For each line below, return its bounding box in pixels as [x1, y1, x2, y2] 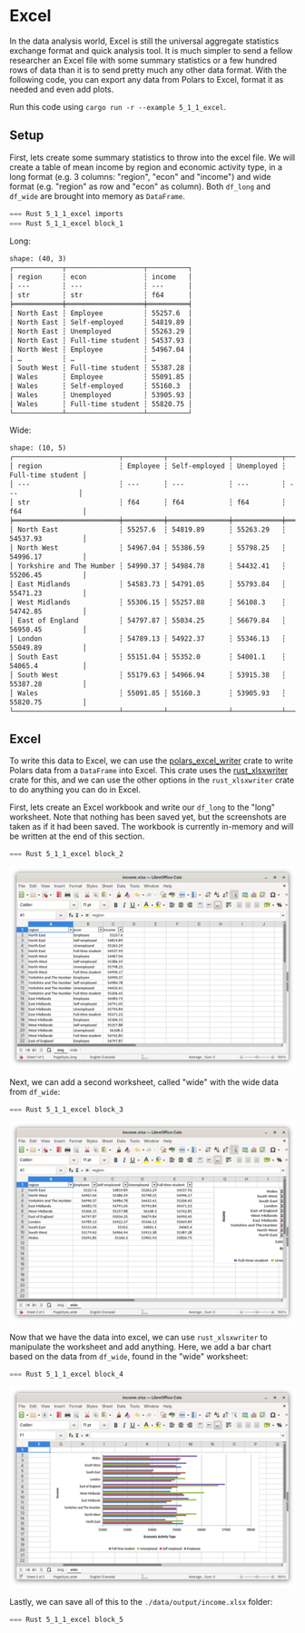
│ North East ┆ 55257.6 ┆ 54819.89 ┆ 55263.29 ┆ [9, 524, 286, 534]
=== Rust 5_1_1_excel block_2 [9, 850, 124, 859]
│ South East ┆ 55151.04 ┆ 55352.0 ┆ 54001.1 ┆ [9, 652, 286, 662]
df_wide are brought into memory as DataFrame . [9, 190, 186, 201]
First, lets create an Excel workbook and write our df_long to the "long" [9, 802, 275, 813]
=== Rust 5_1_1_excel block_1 [9, 219, 124, 228]
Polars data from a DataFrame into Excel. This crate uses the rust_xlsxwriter [9, 765, 289, 776]
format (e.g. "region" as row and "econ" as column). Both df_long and [9, 181, 271, 192]
